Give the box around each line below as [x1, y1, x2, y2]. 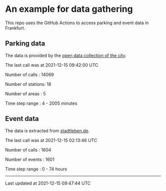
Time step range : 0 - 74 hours [5, 166, 68, 172]
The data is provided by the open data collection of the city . [5, 52, 127, 58]
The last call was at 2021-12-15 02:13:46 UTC [5, 137, 97, 143]
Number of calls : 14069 [5, 72, 54, 77]
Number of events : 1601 [5, 156, 55, 162]
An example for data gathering [5, 3, 133, 15]
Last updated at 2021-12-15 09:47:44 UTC [5, 180, 91, 186]
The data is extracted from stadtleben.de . [5, 127, 90, 134]
